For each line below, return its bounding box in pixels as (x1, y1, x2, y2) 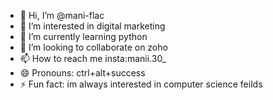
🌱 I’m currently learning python (19, 31, 148, 42)
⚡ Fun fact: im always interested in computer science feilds (19, 78, 263, 90)
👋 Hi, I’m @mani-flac (19, 10, 105, 21)
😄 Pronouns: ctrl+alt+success (19, 67, 146, 79)
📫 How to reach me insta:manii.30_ (19, 53, 167, 64)
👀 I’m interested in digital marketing (19, 20, 166, 32)
